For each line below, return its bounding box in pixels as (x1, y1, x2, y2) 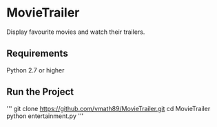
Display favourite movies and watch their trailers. (6, 28, 145, 36)
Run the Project (6, 86, 74, 98)
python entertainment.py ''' (6, 112, 84, 120)
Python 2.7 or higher (6, 66, 65, 74)
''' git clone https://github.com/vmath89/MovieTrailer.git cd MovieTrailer (6, 104, 211, 113)
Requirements (6, 48, 68, 59)
